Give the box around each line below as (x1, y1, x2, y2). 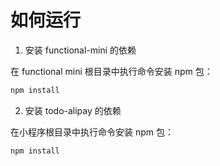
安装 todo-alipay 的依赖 (24, 104, 122, 116)
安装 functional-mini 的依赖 (24, 44, 137, 56)
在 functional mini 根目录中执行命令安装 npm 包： (10, 65, 213, 77)
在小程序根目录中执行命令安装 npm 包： (10, 126, 174, 138)
